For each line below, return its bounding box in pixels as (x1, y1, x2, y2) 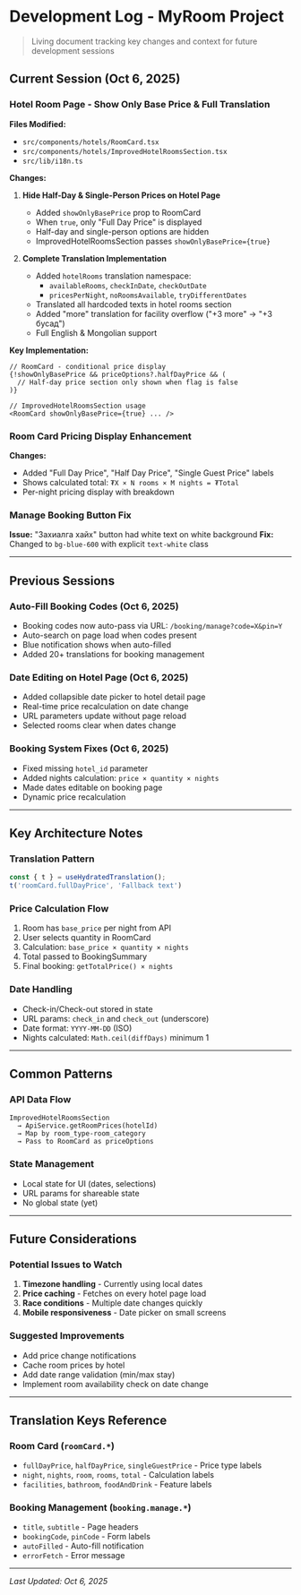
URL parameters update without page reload (21, 710, 186, 722)
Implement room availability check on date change (21, 1378, 209, 1389)
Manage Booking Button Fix (9, 509, 132, 521)
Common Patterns (9, 1066, 114, 1081)
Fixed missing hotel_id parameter (21, 763, 149, 774)
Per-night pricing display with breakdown (21, 486, 175, 497)
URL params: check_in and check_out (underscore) (21, 1013, 210, 1024)
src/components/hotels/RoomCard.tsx (21, 137, 159, 147)
